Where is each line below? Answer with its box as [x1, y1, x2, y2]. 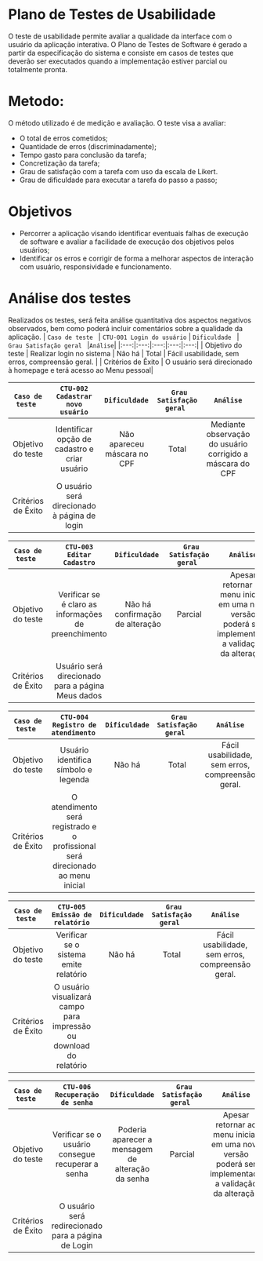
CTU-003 [65, 542, 94, 551]
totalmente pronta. [8, 64, 68, 74]
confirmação [114, 608, 162, 619]
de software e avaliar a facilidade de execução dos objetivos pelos [19, 237, 235, 246]
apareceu [109, 438, 145, 449]
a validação [214, 1178, 258, 1189]
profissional [52, 840, 96, 851]
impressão [52, 1020, 92, 1031]
